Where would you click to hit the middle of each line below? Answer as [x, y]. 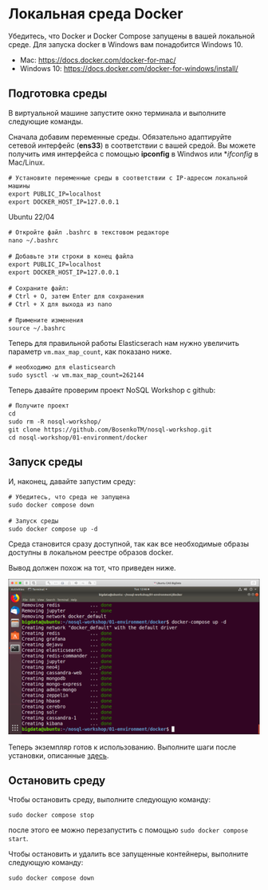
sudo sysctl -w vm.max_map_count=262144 [77, 375]
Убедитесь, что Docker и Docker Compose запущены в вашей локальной [132, 36]
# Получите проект [39, 405]
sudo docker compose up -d [53, 529]
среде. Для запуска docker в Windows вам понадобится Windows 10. [126, 44]
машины [19, 186]
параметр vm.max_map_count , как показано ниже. [90, 352]
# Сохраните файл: [39, 288]
